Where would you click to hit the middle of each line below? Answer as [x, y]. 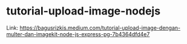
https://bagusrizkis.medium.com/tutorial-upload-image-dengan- [100, 28]
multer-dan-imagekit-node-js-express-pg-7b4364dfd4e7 [78, 34]
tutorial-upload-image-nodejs [84, 11]
